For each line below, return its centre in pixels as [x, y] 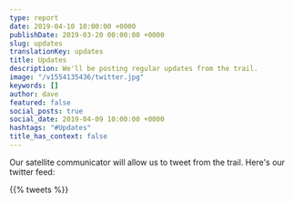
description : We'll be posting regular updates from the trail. [134, 69]
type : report [34, 18]
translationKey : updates [56, 52]
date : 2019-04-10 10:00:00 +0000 [73, 26]
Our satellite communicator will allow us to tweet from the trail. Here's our [147, 162]
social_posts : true [46, 111]
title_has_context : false [58, 137]
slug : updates [36, 43]
